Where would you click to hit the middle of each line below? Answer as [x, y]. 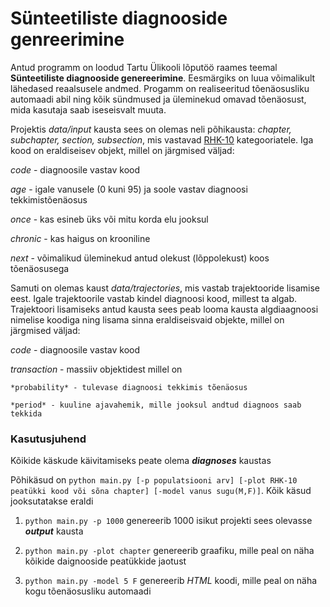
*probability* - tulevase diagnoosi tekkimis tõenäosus [129, 387]
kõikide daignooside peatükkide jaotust [105, 561]
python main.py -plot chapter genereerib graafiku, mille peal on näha [169, 551]
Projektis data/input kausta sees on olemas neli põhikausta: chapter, [151, 129]
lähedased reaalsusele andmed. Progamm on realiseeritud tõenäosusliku [160, 88]
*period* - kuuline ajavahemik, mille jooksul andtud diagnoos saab [156, 405]
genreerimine [67, 39]
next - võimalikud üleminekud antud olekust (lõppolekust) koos [140, 258]
